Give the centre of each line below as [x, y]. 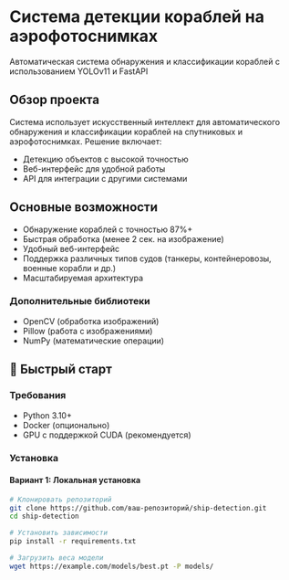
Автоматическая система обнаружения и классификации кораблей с [145, 61]
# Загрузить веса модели [57, 558]
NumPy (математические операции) [93, 341]
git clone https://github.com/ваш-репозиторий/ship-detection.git [138, 508]
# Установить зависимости [58, 533]
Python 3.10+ [47, 415]
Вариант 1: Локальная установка [75, 480]
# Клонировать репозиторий [61, 500]
